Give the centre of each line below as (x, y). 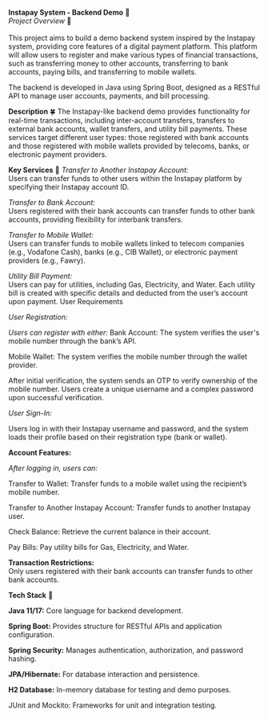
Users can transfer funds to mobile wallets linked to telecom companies (126, 243)
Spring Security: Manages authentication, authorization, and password (126, 650)
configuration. (31, 635)
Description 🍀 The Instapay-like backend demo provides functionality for (129, 111)
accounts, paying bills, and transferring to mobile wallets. (103, 72)
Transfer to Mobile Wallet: (51, 235)
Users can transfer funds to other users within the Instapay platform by (125, 178)
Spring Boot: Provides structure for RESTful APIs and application (115, 626)
